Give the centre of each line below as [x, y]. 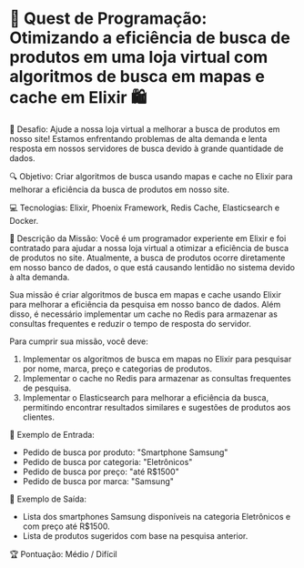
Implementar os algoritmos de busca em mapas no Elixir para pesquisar [157, 359]
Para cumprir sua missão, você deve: [79, 341]
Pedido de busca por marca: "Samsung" [98, 481]
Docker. [24, 220]
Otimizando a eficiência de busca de [150, 38]
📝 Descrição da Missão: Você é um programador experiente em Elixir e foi [148, 238]
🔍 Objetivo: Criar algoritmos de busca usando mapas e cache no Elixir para [151, 176]
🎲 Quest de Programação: [108, 19]
